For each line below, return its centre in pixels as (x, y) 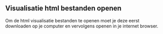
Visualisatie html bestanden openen (63, 8)
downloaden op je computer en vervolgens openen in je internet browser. (82, 26)
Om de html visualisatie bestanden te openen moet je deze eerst (72, 20)
